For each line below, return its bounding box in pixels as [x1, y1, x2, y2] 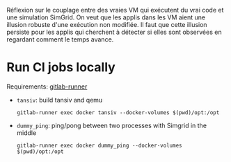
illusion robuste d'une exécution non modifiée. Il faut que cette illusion [6, 21, 207, 28]
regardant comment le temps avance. [6, 35, 114, 44]
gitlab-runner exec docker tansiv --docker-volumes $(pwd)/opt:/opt [16, 109, 220, 116]
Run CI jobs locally [6, 60, 115, 75]
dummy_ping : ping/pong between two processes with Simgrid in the [16, 121, 207, 129]
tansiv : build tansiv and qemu [16, 96, 103, 104]
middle [16, 128, 37, 137]
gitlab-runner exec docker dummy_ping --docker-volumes [16, 142, 182, 149]
